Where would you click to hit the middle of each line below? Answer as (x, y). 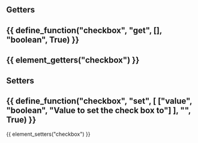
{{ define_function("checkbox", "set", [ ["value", (99, 101)
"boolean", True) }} (43, 39)
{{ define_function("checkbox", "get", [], (84, 30)
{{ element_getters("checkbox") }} (73, 60)
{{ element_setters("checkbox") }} (48, 134)
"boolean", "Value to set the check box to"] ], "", (98, 110)
